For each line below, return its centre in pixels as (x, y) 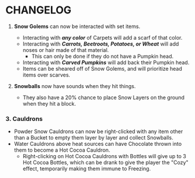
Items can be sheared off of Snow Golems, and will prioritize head (102, 68)
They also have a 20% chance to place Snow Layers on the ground (104, 97)
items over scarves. (47, 75)
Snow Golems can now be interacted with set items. (77, 26)
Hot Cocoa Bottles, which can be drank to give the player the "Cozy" (105, 163)
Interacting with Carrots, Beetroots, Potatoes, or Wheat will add (101, 44)
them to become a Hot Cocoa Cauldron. (62, 150)
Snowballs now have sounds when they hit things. (75, 86)
